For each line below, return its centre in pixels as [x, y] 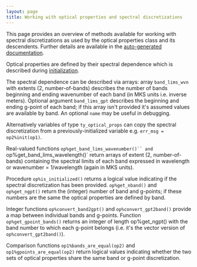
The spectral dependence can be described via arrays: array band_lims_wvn [98, 82]
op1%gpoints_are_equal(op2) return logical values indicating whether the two [99, 252]
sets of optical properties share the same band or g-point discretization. [93, 258]
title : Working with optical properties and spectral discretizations [94, 17]
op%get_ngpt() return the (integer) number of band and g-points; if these [94, 191]
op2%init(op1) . [24, 137]
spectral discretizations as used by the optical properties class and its [91, 40]
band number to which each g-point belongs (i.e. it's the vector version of [96, 228]
